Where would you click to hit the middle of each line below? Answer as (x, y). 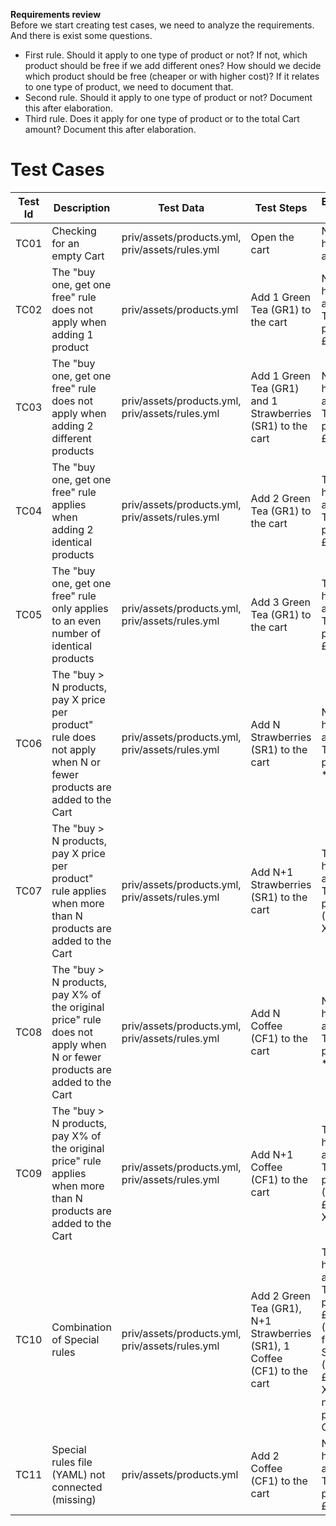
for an (65, 243)
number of (76, 633)
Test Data (181, 207)
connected (77, 1487)
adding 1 (72, 334)
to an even (76, 621)
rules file (72, 1462)
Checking (74, 231)
